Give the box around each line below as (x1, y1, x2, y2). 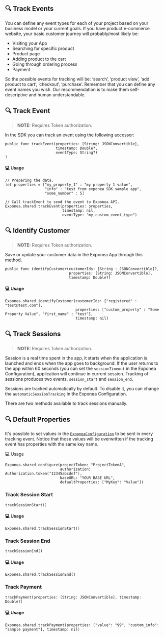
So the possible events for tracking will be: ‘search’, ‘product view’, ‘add (5, 76, 150, 82)
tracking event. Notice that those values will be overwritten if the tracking (5, 436, 154, 442)
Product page (12, 50, 40, 56)
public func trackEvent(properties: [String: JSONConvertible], (5, 141, 139, 146)
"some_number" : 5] (44, 191, 84, 196)
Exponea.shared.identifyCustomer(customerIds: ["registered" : (5, 298, 137, 303)
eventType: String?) (55, 150, 98, 155)
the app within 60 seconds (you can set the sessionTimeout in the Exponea (5, 365, 156, 371)
